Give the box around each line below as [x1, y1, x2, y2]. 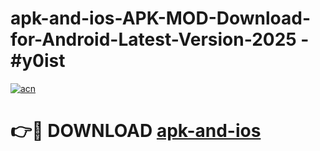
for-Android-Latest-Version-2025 [10, 28, 297, 51]
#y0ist [10, 50, 66, 72]
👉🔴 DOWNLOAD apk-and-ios [10, 120, 262, 142]
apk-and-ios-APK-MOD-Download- [10, 7, 312, 30]
